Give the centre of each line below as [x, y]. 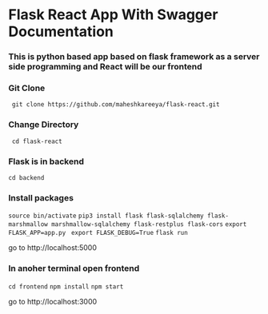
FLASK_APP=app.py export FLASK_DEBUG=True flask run [98, 233]
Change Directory [44, 125]
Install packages [41, 197]
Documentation [61, 32]
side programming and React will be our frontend [105, 67]
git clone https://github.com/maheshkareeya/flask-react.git [116, 105]
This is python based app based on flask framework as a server [134, 57]
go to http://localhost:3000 [53, 301]
